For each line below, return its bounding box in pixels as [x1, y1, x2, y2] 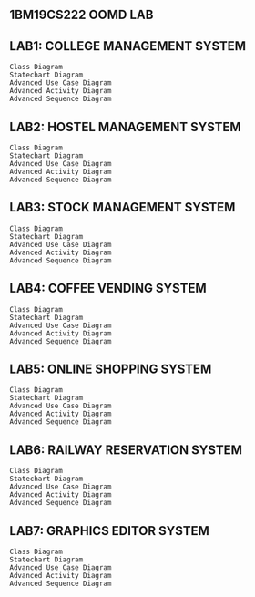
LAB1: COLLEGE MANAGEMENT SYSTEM [9, 38, 247, 54]
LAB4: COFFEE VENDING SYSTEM [9, 281, 207, 296]
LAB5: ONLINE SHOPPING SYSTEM [9, 362, 212, 377]
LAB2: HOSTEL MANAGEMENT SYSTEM [9, 118, 241, 135]
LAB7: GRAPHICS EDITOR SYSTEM [9, 523, 209, 539]
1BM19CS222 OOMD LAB [9, 7, 154, 23]
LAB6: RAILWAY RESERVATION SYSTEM [9, 442, 243, 458]
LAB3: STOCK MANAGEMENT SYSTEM [9, 200, 236, 215]
